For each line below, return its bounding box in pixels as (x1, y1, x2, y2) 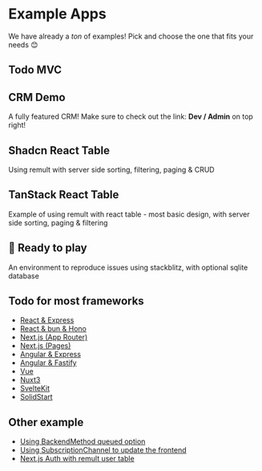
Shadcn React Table (8, 144, 111, 157)
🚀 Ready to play (8, 242, 88, 255)
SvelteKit (19, 384, 50, 393)
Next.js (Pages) (19, 341, 71, 351)
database (8, 270, 40, 281)
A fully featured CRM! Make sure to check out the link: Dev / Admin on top (8, 112, 254, 121)
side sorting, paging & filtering (8, 217, 108, 227)
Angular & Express (19, 350, 82, 359)
